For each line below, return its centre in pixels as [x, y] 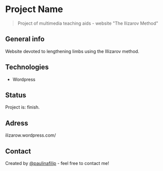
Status [16, 95]
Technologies [27, 67]
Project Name [34, 9]
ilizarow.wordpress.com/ [31, 135]
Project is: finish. [23, 107]
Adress [17, 123]
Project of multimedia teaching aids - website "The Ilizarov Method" [88, 23]
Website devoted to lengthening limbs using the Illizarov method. [72, 51]
